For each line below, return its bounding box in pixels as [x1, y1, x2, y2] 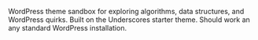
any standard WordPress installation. [8, 24, 127, 32]
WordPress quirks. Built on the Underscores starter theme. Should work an [8, 15, 250, 24]
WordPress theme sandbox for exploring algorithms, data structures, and [8, 7, 245, 16]
